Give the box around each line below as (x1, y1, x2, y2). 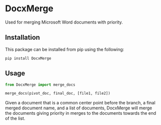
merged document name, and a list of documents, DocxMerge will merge (5, 105, 153, 111)
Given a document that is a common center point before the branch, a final (5, 100, 156, 106)
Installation (5, 33, 40, 42)
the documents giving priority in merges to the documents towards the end (5, 110, 157, 116)
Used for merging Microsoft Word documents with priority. (5, 19, 123, 25)
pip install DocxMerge (5, 56, 51, 61)
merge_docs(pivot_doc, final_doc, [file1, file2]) (5, 91, 111, 96)
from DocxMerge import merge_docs (5, 82, 76, 87)
